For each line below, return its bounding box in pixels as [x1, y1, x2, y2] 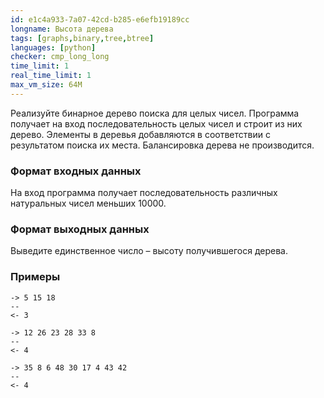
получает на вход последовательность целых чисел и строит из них [10, 117, 303, 130]
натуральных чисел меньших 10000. [10, 197, 167, 210]
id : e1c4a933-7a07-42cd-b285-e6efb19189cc [10, 14, 190, 25]
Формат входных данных [10, 164, 142, 178]
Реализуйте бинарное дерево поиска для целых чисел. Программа [10, 107, 300, 119]
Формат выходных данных [10, 222, 150, 236]
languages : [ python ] [10, 42, 97, 53]
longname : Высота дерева [10, 24, 114, 34]
